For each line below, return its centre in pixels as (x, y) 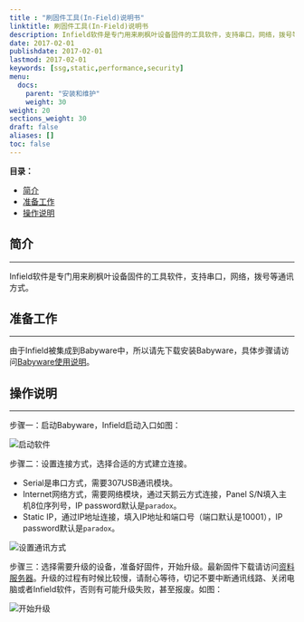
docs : (28, 85)
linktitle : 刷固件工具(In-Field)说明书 (79, 26)
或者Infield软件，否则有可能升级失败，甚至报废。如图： (120, 589)
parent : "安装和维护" (63, 93)
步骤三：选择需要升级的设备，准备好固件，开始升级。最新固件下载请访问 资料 (152, 567)
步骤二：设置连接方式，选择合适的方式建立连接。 (100, 464)
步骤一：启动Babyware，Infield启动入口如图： (95, 426)
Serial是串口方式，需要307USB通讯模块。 (100, 483)
